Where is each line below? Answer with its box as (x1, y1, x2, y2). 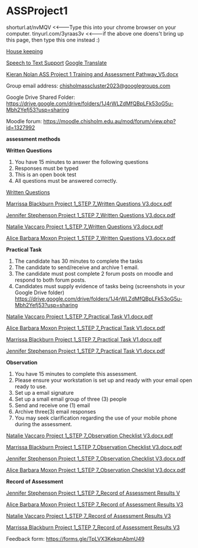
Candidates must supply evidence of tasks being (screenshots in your (14, 282, 185, 289)
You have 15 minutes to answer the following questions (14, 158, 149, 165)
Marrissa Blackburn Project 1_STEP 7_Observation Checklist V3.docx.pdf (6, 443, 182, 450)
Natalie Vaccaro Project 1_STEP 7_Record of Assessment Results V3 (6, 512, 171, 519)
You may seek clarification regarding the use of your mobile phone (14, 414, 177, 421)
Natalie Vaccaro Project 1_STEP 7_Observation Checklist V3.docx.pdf (6, 432, 173, 439)
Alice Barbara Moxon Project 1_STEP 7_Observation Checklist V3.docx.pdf (6, 466, 186, 473)
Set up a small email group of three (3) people (14, 395, 127, 402)
